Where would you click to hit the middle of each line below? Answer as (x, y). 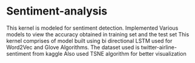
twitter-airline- (159, 47)
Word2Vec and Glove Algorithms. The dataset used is (73, 47)
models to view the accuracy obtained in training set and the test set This (98, 34)
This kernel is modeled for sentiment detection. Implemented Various (92, 28)
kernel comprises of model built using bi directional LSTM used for (89, 41)
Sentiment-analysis (57, 11)
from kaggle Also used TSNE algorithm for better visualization (109, 53)
